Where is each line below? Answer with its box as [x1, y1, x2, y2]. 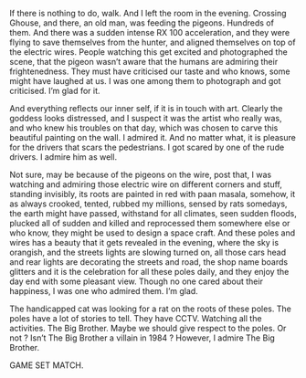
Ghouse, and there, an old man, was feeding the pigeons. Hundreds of [9, 17, 274, 28]
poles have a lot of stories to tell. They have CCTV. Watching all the [9, 313, 262, 323]
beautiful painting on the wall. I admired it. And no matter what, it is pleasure [9, 132, 297, 142]
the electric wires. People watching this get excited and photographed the [9, 47, 288, 58]
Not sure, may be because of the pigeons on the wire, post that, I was [9, 169, 272, 180]
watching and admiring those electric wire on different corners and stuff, [9, 179, 283, 190]
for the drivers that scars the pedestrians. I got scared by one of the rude [9, 142, 285, 152]
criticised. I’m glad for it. [9, 86, 100, 96]
